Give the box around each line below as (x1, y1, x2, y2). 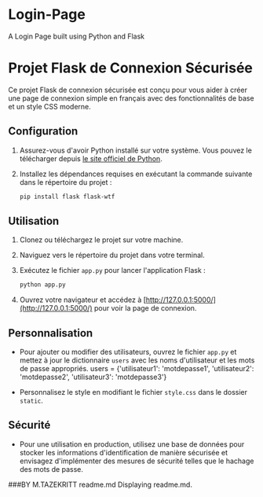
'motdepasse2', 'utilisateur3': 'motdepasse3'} (19, 372, 167, 382)
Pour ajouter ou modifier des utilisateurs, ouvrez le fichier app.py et (19, 348, 237, 357)
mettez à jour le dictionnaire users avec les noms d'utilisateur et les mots (19, 355, 255, 365)
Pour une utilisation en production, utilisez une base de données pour (19, 439, 245, 449)
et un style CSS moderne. (8, 101, 92, 111)
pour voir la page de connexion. (93, 304, 197, 313)
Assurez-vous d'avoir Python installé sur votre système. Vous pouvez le (19, 145, 253, 155)
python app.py (19, 281, 66, 289)
